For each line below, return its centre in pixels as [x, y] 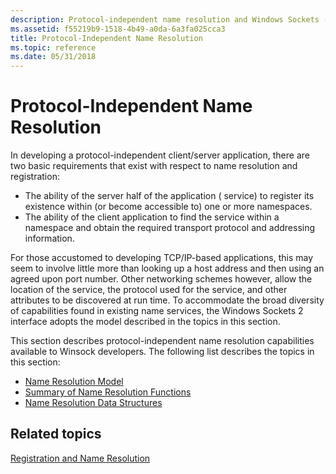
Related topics [56, 434]
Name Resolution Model [74, 382]
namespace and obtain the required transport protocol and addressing [170, 228]
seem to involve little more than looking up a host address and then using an [167, 268]
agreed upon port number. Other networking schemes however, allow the [161, 279]
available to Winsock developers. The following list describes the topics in [162, 352]
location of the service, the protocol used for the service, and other [149, 290]
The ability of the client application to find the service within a [152, 217]
